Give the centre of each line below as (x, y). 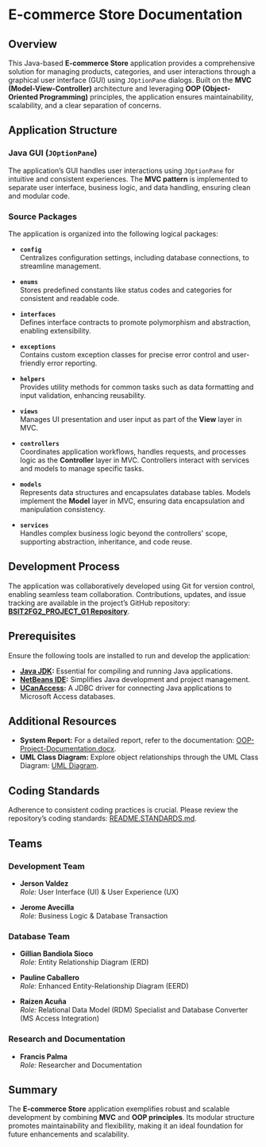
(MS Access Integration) (60, 1018)
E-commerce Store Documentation (125, 15)
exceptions (38, 347)
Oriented (23, 97)
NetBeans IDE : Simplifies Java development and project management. (135, 679)
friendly (33, 363)
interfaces (38, 314)
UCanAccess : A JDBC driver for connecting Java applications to (125, 688)
